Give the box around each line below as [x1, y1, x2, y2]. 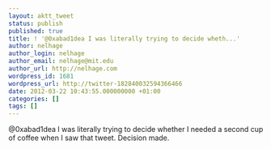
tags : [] [8, 102, 38, 110]
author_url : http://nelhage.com [8, 65, 117, 73]
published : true [8, 27, 63, 35]
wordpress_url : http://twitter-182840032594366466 [8, 79, 183, 87]
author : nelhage [8, 42, 63, 50]
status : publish [8, 19, 63, 28]
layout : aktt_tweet [8, 11, 74, 20]
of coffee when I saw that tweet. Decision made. [8, 133, 170, 143]
